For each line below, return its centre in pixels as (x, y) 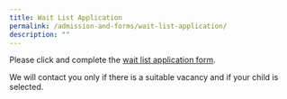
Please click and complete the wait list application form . (112, 60)
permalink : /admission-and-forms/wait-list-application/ (118, 26)
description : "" (40, 34)
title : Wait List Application (66, 18)
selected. (27, 87)
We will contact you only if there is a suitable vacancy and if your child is (144, 77)
